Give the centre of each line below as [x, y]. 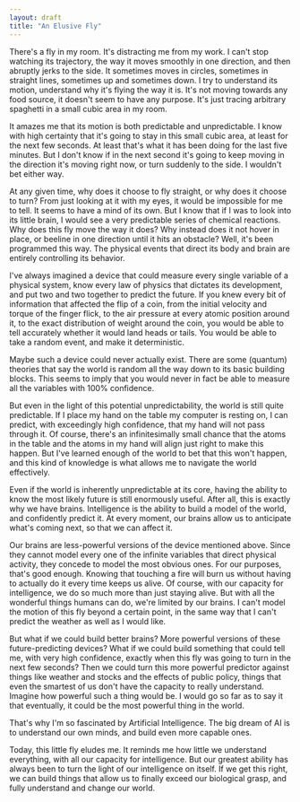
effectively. [30, 472]
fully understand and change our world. [82, 788]
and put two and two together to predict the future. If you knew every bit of [148, 294]
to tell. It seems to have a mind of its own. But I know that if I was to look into [150, 210]
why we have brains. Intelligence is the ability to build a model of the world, [148, 509]
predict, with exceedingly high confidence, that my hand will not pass [137, 424]
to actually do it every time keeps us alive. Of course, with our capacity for [146, 583]
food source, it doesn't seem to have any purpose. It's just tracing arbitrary [148, 99]
